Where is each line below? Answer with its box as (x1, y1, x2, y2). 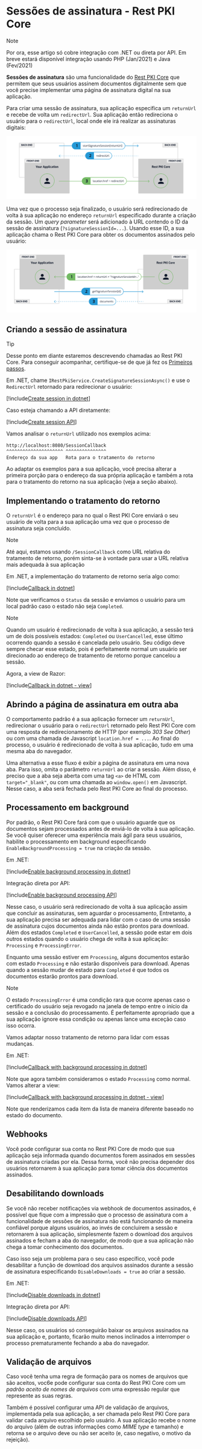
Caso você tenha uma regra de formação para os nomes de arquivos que (6, 1373, 188, 1380)
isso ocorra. (6, 1022, 36, 1029)
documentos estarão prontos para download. (6, 972, 119, 980)
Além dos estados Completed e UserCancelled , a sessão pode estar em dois (6, 928, 192, 936)
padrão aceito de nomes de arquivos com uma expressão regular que (6, 1385, 180, 1393)
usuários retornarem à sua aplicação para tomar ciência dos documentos (6, 1164, 188, 1172)
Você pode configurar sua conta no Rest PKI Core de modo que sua (6, 1145, 175, 1152)
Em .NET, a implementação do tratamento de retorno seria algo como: (6, 573, 180, 580)
